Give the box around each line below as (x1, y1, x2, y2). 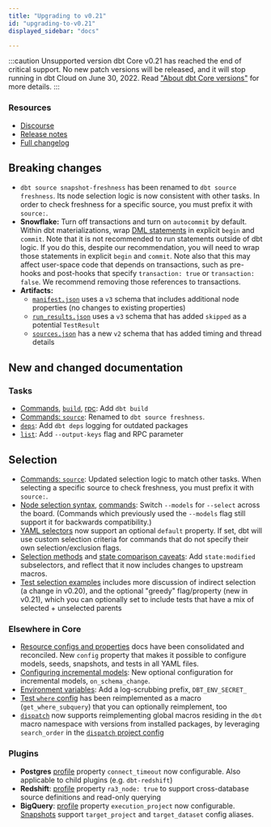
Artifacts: (19, 286, 54, 295)
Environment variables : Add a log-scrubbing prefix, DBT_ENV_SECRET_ (19, 685, 248, 694)
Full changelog (19, 138, 70, 147)
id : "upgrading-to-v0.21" (8, 19, 95, 28)
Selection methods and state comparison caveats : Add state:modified (19, 551, 256, 561)
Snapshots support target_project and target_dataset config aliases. (19, 809, 254, 819)
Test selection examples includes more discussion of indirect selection (19, 577, 256, 587)
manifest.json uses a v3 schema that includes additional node (32, 295, 239, 304)
